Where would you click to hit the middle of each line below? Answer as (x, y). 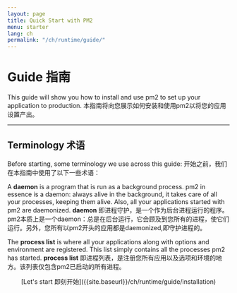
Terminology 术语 (46, 145)
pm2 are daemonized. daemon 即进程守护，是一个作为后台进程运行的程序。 (118, 210)
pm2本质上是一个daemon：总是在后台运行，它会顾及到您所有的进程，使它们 (118, 219)
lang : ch (20, 34)
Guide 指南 (39, 77)
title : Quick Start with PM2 (50, 20)
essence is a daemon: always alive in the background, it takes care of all (112, 194)
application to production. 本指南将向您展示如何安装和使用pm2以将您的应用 (117, 106)
